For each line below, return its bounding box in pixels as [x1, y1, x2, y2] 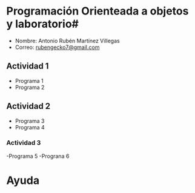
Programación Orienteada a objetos [6, 4, 189, 18]
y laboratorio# [6, 17, 79, 31]
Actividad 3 [6, 139, 41, 147]
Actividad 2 [6, 101, 51, 111]
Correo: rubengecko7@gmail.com [15, 44, 100, 51]
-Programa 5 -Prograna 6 [6, 152, 70, 160]
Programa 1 [15, 77, 44, 84]
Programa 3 [15, 117, 45, 125]
